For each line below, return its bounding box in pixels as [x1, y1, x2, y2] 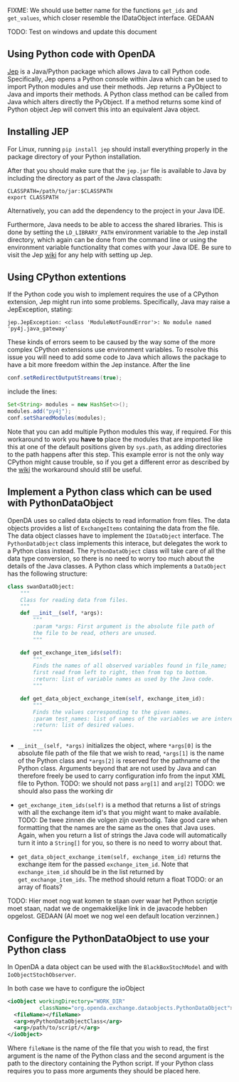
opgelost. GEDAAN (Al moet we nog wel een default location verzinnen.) [7, 912, 219, 921]
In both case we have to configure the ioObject [7, 983, 145, 992]
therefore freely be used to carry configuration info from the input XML [17, 771, 226, 781]
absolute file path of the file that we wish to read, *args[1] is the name [17, 749, 225, 758]
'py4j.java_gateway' [7, 325, 69, 333]
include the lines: [7, 387, 58, 396]
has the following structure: [7, 569, 87, 578]
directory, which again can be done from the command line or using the [7, 235, 218, 244]
